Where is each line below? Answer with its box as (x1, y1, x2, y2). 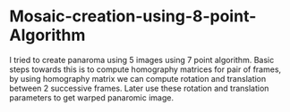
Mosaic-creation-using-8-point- (9, 6, 257, 27)
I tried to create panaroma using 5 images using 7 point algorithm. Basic (9, 54, 275, 65)
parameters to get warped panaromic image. (9, 92, 175, 103)
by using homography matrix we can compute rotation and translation (9, 73, 267, 84)
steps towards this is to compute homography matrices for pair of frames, (9, 64, 282, 75)
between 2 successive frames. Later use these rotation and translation (9, 83, 269, 93)
